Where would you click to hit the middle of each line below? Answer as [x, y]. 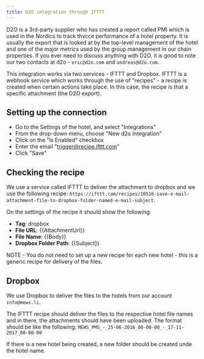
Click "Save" [31, 153]
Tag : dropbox [32, 224]
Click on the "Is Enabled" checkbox [59, 140]
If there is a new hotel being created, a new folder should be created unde [99, 344]
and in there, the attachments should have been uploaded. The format [94, 320]
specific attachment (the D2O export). [54, 93]
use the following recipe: [37, 194]
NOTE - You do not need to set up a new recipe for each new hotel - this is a [102, 255]
